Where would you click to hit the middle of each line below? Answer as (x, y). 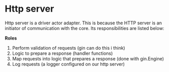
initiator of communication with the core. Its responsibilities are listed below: (84, 28)
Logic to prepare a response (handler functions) (62, 53)
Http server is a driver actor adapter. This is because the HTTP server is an (83, 23)
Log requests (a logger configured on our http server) (68, 64)
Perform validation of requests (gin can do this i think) (68, 48)
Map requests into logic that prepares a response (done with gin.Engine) (88, 58)
